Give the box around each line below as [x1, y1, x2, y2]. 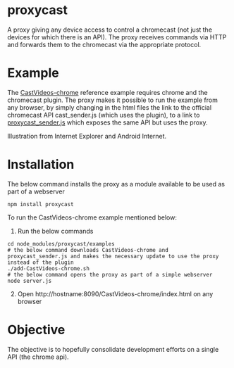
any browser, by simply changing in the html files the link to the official [7, 103, 212, 111]
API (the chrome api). [7, 353, 69, 361]
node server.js [7, 277, 52, 284]
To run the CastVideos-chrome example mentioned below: [7, 213, 178, 222]
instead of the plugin [7, 259, 74, 266]
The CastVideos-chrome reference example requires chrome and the [7, 88, 208, 96]
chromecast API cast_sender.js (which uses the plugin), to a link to [7, 110, 200, 119]
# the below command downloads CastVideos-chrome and [7, 246, 169, 253]
